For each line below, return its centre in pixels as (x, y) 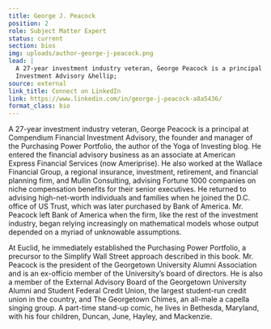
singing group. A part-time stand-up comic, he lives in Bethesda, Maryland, (134, 308)
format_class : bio (39, 106)
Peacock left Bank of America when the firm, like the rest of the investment (133, 215)
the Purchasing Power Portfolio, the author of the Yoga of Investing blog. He (135, 146)
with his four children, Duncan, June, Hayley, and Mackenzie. (110, 317)
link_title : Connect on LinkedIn (65, 91)
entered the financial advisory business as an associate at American (122, 155)
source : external (38, 83)
